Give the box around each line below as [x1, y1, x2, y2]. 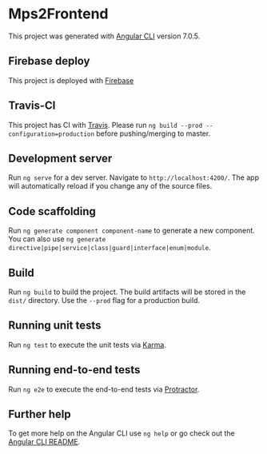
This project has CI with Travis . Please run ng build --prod [8, 120, 203, 129]
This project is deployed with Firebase [8, 75, 134, 85]
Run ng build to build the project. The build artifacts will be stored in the [8, 287, 246, 297]
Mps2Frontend [8, 5, 110, 23]
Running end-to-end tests [8, 363, 141, 376]
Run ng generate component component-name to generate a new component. [8, 225, 256, 236]
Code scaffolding [8, 205, 96, 218]
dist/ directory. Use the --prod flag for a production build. [8, 296, 200, 305]
